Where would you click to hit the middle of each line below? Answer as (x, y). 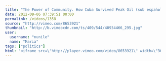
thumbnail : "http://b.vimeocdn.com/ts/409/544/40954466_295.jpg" (74, 28)
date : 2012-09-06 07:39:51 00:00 (40, 14)
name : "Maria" (24, 42)
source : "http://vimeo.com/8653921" (43, 23)
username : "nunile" (30, 37)
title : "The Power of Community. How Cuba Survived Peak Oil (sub (75, 10)
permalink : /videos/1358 (31, 19)
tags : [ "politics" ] (25, 46)
